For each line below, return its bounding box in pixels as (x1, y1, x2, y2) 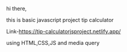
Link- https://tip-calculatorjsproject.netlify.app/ (6, 28, 122, 35)
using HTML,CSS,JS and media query (6, 40, 100, 46)
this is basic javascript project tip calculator (6, 17, 114, 23)
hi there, (6, 5, 27, 12)
